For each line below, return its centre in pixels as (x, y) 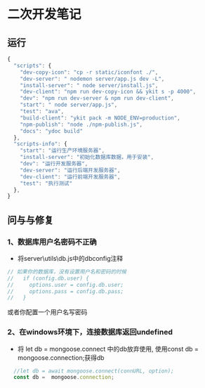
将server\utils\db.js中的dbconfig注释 (70, 258)
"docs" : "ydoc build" (51, 131)
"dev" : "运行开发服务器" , (54, 164)
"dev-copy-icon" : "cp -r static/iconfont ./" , (89, 72)
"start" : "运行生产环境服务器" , (62, 151)
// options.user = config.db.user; (66, 285)
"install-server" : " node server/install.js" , (89, 85)
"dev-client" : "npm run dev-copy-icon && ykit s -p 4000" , (108, 92)
